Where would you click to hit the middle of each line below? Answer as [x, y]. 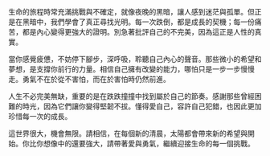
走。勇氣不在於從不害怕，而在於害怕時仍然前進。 [89, 79]
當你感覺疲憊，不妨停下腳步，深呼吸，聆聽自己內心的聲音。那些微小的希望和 [135, 59]
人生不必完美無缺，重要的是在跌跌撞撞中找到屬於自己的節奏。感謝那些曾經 [131, 96]
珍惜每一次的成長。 [40, 116]
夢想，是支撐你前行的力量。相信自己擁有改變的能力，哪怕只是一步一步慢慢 [131, 69]
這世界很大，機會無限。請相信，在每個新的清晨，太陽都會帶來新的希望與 [128, 133]
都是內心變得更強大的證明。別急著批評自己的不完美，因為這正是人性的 [138, 32]
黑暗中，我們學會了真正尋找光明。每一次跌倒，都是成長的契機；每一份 [138, 22]
